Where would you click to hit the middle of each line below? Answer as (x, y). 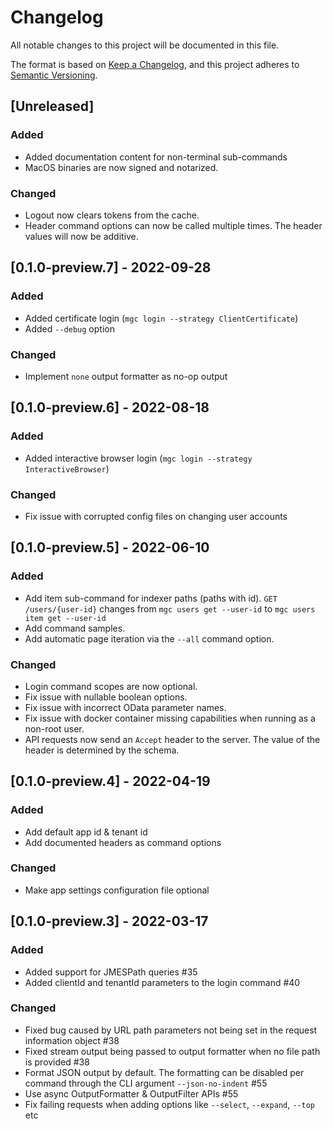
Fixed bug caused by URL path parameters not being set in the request (171, 1030)
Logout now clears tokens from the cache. (112, 215)
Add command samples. (75, 628)
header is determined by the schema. (102, 750)
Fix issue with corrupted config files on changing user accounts (156, 516)
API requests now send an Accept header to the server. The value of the (172, 739)
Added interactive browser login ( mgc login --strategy (138, 458)
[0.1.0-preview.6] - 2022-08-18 (110, 407)
